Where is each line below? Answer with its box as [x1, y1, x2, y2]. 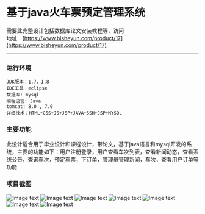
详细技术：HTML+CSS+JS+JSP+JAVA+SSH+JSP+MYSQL [6, 110, 122, 116]
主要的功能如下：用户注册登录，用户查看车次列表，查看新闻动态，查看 [16, 148, 193, 155]
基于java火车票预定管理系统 [6, 5, 146, 20]
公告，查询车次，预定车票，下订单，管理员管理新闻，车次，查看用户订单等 [11, 155, 199, 163]
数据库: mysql [6, 92, 40, 98]
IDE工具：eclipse [6, 85, 48, 91]
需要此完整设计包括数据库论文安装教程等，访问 [6, 27, 124, 34]
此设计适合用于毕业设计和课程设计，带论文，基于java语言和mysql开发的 [6, 140, 187, 148]
